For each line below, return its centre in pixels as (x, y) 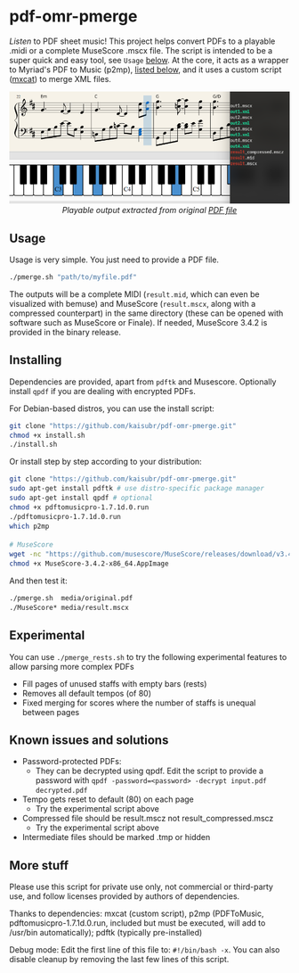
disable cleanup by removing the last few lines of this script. (119, 960)
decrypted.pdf (61, 791)
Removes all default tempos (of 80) (86, 693)
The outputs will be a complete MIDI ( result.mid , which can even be (134, 294)
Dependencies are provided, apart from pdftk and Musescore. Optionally (143, 382)
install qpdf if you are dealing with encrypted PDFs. (102, 391)
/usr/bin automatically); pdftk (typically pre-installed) (106, 933)
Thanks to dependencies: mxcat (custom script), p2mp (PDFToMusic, (137, 914)
